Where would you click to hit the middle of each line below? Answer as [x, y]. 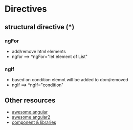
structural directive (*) [39, 27]
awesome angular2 [31, 117]
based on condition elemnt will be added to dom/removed [70, 80]
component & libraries [34, 122]
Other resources [30, 100]
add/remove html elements [39, 51]
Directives [26, 9]
